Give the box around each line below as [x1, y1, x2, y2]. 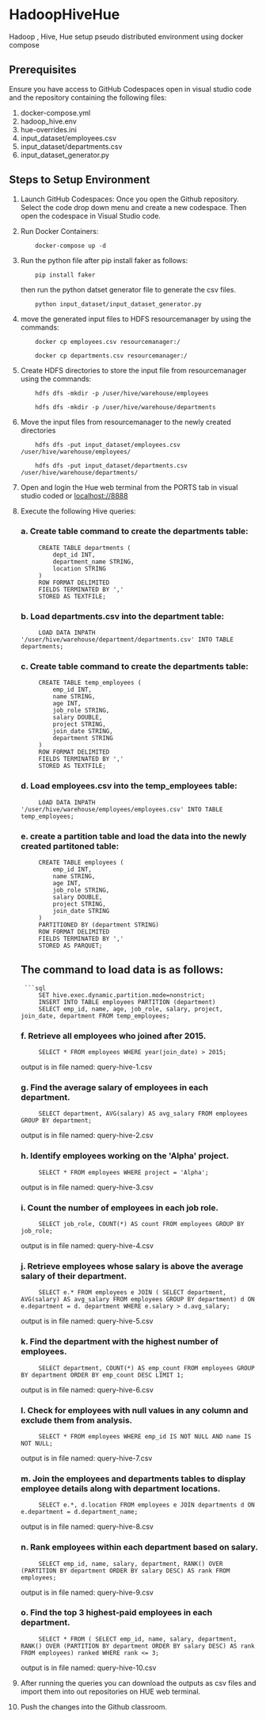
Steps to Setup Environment [9, 173, 150, 187]
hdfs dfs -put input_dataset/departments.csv [35, 461, 188, 469]
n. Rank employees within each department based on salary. [20, 1541, 258, 1553]
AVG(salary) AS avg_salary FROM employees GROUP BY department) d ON [20, 1296, 256, 1304]
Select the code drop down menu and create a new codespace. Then [20, 202, 247, 212]
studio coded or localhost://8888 [20, 491, 129, 500]
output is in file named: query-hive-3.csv [20, 1182, 154, 1192]
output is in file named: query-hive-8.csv [20, 1522, 154, 1531]
